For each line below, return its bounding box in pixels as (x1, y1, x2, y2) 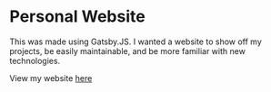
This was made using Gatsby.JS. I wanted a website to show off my (9, 36, 262, 47)
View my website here (9, 72, 93, 83)
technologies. (9, 55, 61, 66)
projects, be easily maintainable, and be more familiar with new (9, 45, 246, 56)
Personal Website (9, 6, 146, 27)
